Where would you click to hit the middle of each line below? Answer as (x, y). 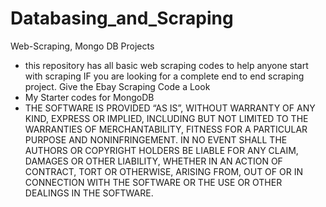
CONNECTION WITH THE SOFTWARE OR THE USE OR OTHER (153, 182)
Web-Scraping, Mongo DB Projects (82, 46)
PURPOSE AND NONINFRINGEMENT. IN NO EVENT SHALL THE (156, 139)
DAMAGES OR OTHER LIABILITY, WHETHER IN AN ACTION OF (153, 161)
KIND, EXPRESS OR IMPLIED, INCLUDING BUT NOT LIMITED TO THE (166, 118)
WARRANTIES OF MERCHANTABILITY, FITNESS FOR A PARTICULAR (166, 129)
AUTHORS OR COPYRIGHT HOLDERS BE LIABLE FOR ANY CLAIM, (161, 150)
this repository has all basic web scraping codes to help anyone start (166, 65)
